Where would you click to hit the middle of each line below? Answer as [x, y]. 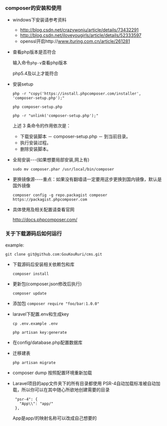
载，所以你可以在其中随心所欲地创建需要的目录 [61, 390]
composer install [31, 274]
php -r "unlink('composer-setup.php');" [55, 116]
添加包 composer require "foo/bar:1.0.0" [56, 303]
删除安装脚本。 [35, 149]
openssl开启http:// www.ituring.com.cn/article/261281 [75, 41]
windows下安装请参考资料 [39, 20]
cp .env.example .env [35, 324]
